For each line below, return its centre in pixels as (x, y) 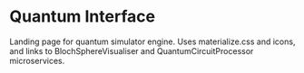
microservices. (37, 60)
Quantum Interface (83, 17)
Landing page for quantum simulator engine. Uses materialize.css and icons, (152, 41)
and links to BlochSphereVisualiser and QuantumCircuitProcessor (132, 50)
